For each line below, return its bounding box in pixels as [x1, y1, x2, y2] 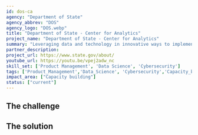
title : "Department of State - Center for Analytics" [6, 31, 141, 36]
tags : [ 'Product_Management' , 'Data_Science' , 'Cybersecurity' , [6, 69, 165, 75]
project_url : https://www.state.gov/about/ [6, 52, 115, 58]
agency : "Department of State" [6, 14, 83, 20]
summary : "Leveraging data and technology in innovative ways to [6, 42, 170, 48]
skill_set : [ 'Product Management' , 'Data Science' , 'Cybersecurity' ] [6, 63, 181, 69]
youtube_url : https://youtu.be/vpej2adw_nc [6, 58, 115, 63]
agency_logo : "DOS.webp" [6, 25, 67, 31]
